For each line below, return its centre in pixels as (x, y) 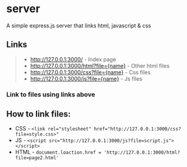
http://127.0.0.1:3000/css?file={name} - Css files (90, 72)
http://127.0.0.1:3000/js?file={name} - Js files (86, 78)
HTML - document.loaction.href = (58, 152)
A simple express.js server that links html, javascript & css (79, 26)
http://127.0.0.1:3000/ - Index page (73, 59)
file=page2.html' (37, 158)
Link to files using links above (51, 94)
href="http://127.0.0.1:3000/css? (138, 129)
